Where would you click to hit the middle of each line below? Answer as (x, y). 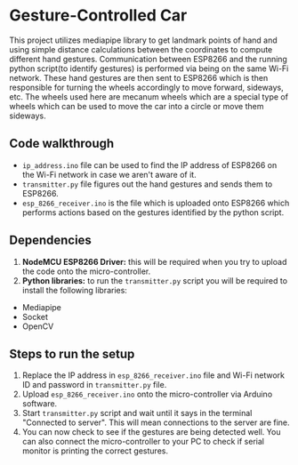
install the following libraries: (74, 290)
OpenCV (38, 326)
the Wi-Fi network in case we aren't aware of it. (109, 174)
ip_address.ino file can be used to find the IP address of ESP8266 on (149, 164)
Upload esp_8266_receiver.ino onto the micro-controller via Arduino (147, 394)
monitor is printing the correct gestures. (95, 451)
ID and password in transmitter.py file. (94, 385)
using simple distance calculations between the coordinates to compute (141, 49)
